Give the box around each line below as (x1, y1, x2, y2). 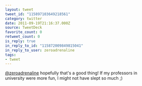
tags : (5, 52, 16, 57)
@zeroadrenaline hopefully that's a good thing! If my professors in (5, 70, 137, 76)
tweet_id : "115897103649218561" (5, 12, 70, 17)
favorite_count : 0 (5, 30, 42, 34)
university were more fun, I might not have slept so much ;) (5, 75, 123, 81)
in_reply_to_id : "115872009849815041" (5, 43, 83, 48)
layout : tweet (5, 7, 34, 12)
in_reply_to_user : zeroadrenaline (5, 48, 75, 52)
